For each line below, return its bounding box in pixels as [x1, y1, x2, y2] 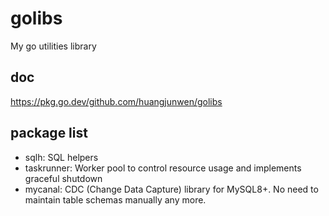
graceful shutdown [24, 172, 103, 184]
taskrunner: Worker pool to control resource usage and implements [24, 162, 302, 174]
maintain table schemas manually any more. [24, 193, 207, 206]
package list [10, 125, 88, 142]
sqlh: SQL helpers [24, 151, 99, 163]
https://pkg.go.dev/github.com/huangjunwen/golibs [10, 95, 223, 107]
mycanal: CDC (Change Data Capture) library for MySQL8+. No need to [24, 183, 319, 195]
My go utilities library [10, 40, 97, 52]
